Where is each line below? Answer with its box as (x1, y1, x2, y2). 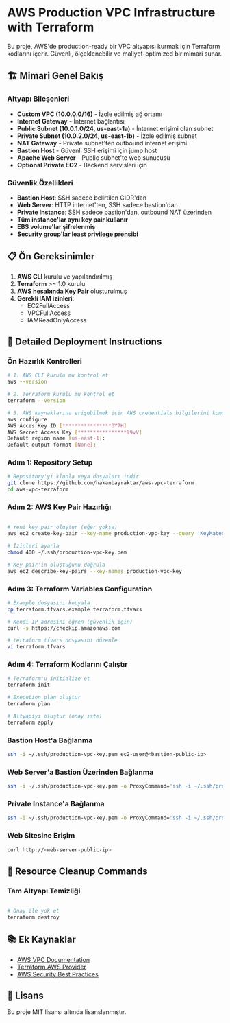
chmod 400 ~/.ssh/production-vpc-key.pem (7, 549, 127, 556)
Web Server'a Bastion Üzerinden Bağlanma (7, 767, 154, 777)
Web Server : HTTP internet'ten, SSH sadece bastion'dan (16, 200, 178, 209)
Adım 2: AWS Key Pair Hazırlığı (7, 502, 112, 512)
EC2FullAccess (27, 301, 71, 309)
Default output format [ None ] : (7, 441, 97, 449)
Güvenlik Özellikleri (7, 178, 73, 187)
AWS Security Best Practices (16, 969, 99, 978)
